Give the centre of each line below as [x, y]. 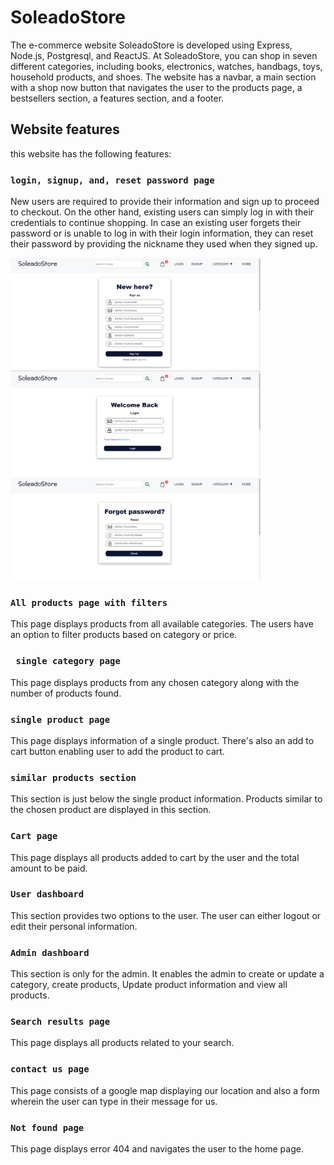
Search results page [60, 1022]
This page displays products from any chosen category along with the [155, 682]
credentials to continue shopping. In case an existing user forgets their [156, 223]
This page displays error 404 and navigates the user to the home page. [157, 1149]
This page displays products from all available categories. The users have [162, 624]
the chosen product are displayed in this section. [111, 810]
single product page [60, 719]
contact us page [50, 1069]
